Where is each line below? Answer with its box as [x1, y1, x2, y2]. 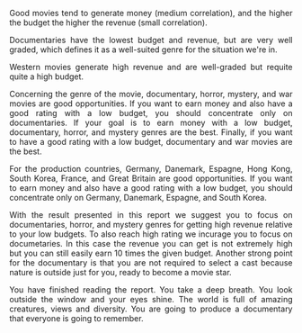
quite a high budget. [9, 71, 84, 82]
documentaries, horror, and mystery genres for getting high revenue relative [9, 220, 293, 229]
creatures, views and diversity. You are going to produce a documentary [9, 303, 293, 314]
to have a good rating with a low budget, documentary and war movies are [9, 137, 293, 147]
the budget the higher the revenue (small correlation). [9, 17, 209, 28]
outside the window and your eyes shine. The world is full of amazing [9, 294, 293, 304]
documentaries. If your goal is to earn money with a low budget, [9, 117, 293, 128]
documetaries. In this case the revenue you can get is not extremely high [9, 238, 293, 248]
